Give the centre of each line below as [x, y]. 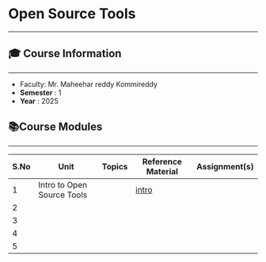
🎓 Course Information [65, 53]
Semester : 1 [40, 93]
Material [162, 171]
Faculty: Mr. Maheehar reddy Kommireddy [89, 84]
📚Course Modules [55, 127]
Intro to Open [63, 184]
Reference [162, 161]
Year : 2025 [39, 101]
